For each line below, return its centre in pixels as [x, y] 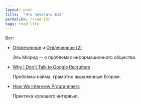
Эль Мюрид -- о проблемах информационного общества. [74, 57]
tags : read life [22, 24]
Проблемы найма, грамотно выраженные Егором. [67, 77]
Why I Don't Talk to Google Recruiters [51, 67]
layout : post [19, 10]
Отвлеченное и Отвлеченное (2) [47, 47]
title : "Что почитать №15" [35, 14]
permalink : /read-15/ [28, 19]
